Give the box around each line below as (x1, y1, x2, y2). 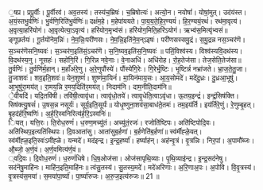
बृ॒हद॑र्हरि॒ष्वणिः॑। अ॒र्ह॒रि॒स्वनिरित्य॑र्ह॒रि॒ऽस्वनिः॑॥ (8, 109, 111, 118)
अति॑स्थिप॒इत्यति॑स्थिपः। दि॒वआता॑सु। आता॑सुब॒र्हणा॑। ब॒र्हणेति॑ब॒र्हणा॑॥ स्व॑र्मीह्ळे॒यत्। (8, 127, 203, 136)
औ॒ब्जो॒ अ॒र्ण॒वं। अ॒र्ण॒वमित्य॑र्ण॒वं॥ (8, 145, 81, 154)
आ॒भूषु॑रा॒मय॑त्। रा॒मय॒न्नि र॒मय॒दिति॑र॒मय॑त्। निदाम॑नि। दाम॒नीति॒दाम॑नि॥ (8, 82, 172, 91)
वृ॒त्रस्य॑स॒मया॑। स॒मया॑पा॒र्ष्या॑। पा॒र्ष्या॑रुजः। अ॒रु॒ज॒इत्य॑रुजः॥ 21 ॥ (8, 172, 160, 180)
